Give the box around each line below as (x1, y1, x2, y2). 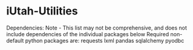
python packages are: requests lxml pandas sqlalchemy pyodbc (25, 37, 185, 44)
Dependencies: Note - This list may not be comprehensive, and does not (6, 24, 188, 31)
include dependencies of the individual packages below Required (6, 30, 169, 37)
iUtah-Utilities (6, 4, 78, 18)
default (6, 37, 24, 44)
